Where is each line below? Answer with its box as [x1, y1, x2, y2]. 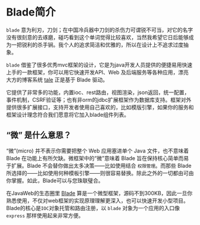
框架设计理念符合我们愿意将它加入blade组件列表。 [6, 111, 130, 118]
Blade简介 [6, 5, 56, 19]
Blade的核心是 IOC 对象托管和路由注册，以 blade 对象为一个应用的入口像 [6, 204, 180, 211]
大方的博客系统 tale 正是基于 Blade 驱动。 [6, 76, 108, 83]
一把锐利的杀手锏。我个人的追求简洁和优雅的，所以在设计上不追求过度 [11, 41, 183, 48]
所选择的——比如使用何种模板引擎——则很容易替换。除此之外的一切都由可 [6, 169, 189, 176]
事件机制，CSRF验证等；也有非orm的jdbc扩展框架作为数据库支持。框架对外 [6, 96, 192, 103]
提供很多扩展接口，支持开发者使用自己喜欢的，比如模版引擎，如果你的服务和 [6, 104, 194, 111]
